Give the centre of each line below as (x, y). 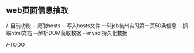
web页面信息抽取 (37, 10)
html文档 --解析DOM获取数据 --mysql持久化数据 (69, 33)
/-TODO (16, 44)
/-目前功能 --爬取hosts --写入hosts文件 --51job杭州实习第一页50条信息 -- (95, 26)
